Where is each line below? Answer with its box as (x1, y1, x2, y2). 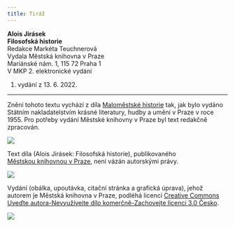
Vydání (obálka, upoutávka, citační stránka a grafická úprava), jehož (7, 184, 204, 192)
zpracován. (7, 123, 40, 131)
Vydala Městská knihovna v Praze (7, 52, 105, 60)
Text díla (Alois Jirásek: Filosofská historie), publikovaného (7, 149, 176, 158)
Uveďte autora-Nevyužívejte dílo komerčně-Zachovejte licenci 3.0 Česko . (7, 198, 219, 207)
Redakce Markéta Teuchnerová (7, 44, 97, 53)
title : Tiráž (7, 10, 45, 18)
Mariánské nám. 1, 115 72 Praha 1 (7, 59, 101, 67)
